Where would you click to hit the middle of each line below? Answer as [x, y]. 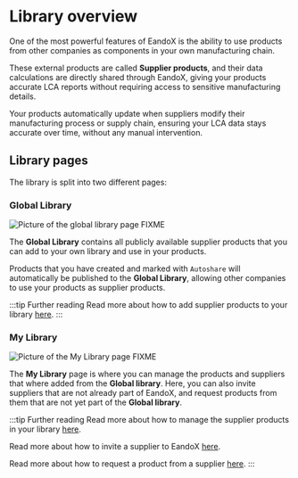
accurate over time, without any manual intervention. [106, 132]
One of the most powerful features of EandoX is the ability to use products [146, 41]
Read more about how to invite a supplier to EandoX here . [115, 447]
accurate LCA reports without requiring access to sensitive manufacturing [145, 87]
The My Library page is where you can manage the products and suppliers [147, 374]
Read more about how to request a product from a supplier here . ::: [132, 464]
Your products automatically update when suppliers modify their [127, 113]
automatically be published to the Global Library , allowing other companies [148, 278]
